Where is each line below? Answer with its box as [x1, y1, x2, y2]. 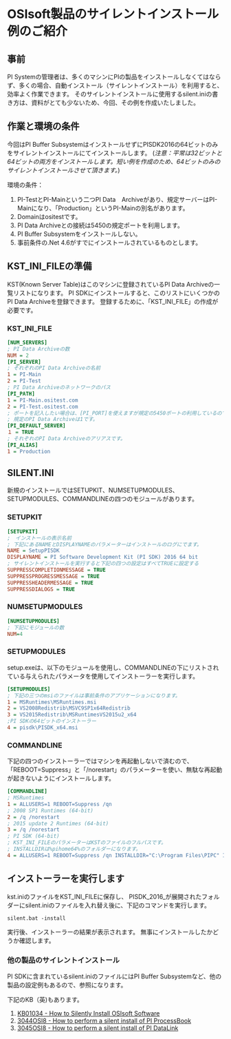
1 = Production [7, 448, 51, 455]
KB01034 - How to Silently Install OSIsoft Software [16, 1009, 160, 1017]
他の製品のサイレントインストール [7, 955, 120, 965]
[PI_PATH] [7, 390, 36, 397]
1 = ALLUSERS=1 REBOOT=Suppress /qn [7, 801, 112, 807]
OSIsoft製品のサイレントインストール [7, 6, 219, 22]
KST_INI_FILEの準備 [7, 260, 92, 272]
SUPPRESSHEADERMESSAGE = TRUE [7, 579, 94, 586]
